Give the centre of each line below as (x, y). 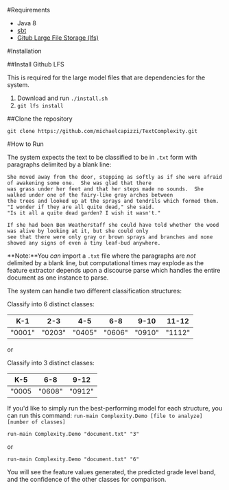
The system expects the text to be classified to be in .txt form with (102, 157)
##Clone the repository (40, 119)
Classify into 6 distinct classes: (51, 304)
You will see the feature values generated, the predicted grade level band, (111, 472)
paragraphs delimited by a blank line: (59, 164)
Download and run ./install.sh (62, 98)
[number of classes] (37, 422)
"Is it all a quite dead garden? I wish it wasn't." (84, 213)
